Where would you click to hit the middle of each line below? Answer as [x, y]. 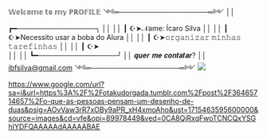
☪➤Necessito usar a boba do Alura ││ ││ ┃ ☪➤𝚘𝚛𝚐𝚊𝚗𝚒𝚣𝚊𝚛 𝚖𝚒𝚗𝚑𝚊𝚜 [125, 37]
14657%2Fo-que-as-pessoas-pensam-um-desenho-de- [101, 101]
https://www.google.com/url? [57, 84]
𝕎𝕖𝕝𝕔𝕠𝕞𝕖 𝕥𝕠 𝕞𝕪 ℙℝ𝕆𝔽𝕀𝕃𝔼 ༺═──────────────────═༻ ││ [122, 12]
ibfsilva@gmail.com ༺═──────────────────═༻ [102, 68]
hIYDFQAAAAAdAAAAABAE [55, 127]
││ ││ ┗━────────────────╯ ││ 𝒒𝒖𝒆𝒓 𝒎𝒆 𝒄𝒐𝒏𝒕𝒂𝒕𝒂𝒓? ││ [108, 55]
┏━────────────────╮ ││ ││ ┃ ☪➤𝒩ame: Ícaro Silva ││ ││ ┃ [118, 28]
